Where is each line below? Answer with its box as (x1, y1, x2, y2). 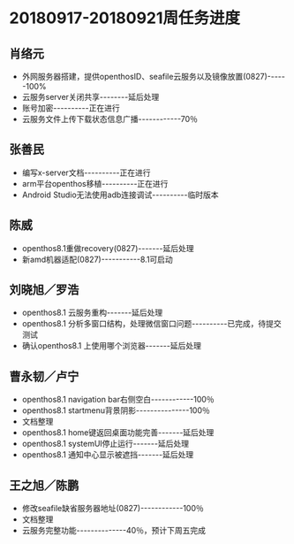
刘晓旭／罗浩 (9, 282, 79, 297)
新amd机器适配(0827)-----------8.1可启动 (21, 254, 174, 264)
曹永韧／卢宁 (9, 369, 79, 384)
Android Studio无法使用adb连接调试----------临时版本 (21, 189, 219, 200)
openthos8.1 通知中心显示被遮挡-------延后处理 (21, 449, 194, 460)
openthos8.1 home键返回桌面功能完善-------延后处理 (21, 427, 215, 438)
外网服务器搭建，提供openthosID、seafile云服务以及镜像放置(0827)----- (21, 72, 285, 81)
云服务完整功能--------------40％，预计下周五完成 (21, 525, 206, 536)
